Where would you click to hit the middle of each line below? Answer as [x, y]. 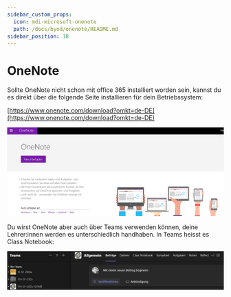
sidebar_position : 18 [38, 36]
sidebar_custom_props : [40, 14]
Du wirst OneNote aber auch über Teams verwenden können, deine [103, 227]
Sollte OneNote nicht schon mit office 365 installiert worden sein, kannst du [114, 90]
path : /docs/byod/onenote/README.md [66, 29]
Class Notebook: [31, 241]
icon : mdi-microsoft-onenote [55, 22]
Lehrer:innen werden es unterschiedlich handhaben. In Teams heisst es [108, 234]
